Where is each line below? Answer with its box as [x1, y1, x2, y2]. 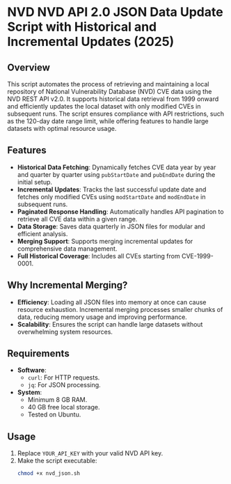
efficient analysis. [17, 229, 68, 237]
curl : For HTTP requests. [27, 373, 100, 382]
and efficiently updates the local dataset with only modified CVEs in [7, 102, 201, 110]
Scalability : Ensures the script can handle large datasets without [17, 320, 203, 328]
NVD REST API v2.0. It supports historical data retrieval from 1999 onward [7, 95, 219, 103]
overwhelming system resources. [17, 327, 113, 336]
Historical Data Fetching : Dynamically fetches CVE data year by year [17, 163, 216, 171]
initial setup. [17, 178, 53, 186]
